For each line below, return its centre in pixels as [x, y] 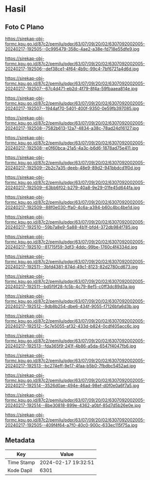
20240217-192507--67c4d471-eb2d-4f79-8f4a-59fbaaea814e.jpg [71, 88]
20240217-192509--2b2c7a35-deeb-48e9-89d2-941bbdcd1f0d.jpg [73, 168]
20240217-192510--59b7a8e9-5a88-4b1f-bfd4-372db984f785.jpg [72, 227]
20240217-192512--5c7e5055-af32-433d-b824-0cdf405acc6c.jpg [72, 326]
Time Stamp [21, 462]
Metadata [20, 440]
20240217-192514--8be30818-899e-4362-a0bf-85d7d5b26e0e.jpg [73, 405]
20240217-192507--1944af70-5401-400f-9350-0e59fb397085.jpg [72, 108]
